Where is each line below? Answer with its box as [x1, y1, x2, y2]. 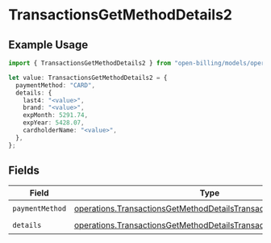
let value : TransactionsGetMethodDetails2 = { [8, 73, 168, 82]
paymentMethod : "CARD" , [15, 81, 95, 90]
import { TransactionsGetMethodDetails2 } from [8, 59, 172, 67]
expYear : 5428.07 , [23, 119, 85, 127]
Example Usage [8, 38, 89, 52]
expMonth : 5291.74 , [23, 111, 89, 119]
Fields [8, 164, 40, 178]
